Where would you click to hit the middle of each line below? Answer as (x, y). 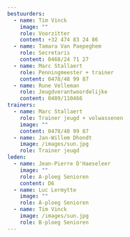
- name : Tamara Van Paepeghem (57, 46)
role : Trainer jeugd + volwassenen (72, 118)
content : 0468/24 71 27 (55, 60)
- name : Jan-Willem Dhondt (53, 137)
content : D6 (37, 183)
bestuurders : (26, 14)
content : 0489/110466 (51, 99)
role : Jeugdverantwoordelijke (64, 92)
